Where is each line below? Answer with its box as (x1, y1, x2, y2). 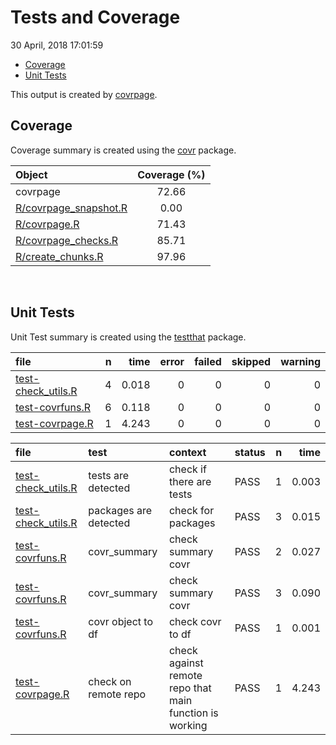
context (168, 445, 207, 459)
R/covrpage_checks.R (15, 233, 119, 247)
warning (280, 354, 321, 368)
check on (88, 674, 132, 688)
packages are (88, 503, 153, 517)
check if (168, 462, 207, 476)
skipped (231, 354, 272, 368)
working (168, 718, 208, 732)
